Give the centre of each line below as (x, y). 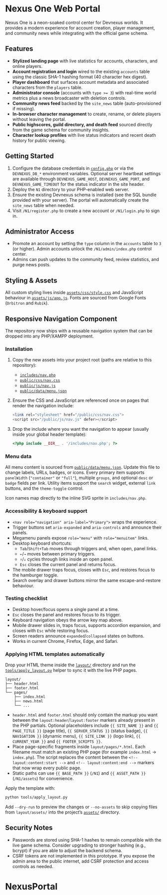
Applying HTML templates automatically (55, 654)
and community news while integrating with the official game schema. (77, 33)
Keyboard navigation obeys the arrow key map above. (68, 620)
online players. (27, 66)
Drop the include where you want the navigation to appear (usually (81, 429)
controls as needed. (33, 866)
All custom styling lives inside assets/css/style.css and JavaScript (74, 293)
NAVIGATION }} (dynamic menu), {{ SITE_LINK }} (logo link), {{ (76, 736)
